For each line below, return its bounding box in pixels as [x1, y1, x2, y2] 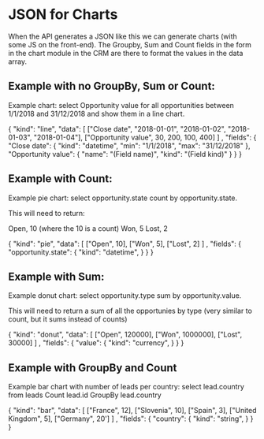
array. [8, 57, 28, 66]
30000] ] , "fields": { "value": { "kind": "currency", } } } [8, 338, 184, 348]
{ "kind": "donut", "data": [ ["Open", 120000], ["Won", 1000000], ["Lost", [8, 329, 243, 340]
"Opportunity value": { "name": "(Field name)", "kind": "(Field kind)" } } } [8, 149, 243, 158]
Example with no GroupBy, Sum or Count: [8, 80, 215, 93]
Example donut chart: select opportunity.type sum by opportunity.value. [8, 291, 242, 300]
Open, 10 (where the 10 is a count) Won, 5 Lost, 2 [8, 223, 168, 233]
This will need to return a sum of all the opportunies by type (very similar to [8, 306, 252, 316]
